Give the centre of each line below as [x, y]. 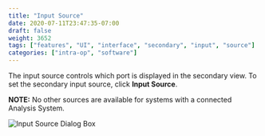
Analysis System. [37, 108]
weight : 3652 [30, 38]
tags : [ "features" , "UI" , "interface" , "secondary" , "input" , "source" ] [132, 46]
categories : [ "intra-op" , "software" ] [73, 53]
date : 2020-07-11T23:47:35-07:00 [64, 23]
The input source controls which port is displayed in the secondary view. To [132, 76]
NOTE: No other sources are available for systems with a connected [120, 100]
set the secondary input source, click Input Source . [93, 84]
